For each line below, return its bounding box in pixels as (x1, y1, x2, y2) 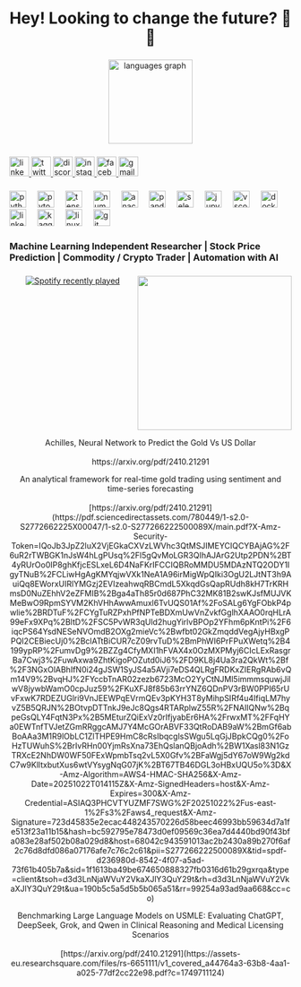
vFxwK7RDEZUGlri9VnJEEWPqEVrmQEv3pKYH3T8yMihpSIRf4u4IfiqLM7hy (10, 692, 291, 703)
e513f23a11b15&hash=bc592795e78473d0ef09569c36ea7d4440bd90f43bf (10, 826, 291, 836)
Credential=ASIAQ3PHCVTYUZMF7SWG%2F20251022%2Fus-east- (24, 797, 277, 808)
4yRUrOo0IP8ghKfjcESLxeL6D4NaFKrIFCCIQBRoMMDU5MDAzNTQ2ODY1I (11, 559, 290, 570)
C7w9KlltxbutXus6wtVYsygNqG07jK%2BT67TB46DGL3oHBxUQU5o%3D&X (9, 759, 292, 770)
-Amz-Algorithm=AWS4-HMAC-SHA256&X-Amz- (59, 768, 242, 779)
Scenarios (132, 929, 169, 939)
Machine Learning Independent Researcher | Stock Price (9, 239, 262, 252)
